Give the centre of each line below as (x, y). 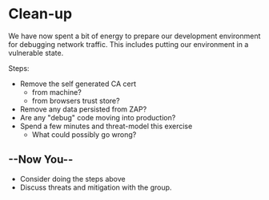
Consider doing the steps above (72, 178)
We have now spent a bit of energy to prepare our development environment (134, 36)
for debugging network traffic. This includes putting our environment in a (128, 44)
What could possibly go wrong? (84, 134)
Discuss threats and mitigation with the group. (96, 187)
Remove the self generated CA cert (78, 84)
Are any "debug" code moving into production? (98, 117)
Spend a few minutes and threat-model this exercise (106, 126)
